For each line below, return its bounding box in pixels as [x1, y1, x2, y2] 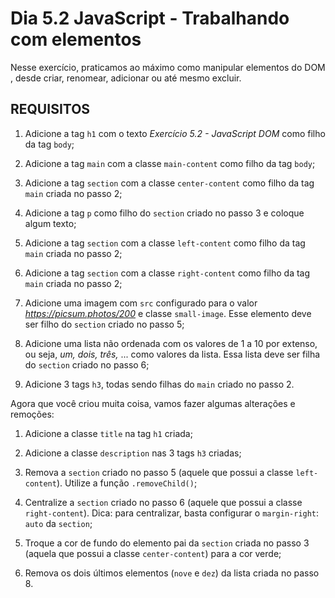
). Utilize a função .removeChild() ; [56, 477, 198, 489]
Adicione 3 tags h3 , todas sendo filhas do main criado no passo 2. [24, 378, 295, 390]
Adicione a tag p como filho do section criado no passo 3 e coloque [24, 207, 305, 219]
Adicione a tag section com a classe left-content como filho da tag [24, 237, 306, 249]
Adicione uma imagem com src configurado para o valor [24, 297, 258, 309]
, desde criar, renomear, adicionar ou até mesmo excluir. [10, 72, 242, 84]
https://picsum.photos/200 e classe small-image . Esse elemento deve [24, 307, 312, 319]
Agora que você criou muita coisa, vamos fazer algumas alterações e [10, 397, 296, 409]
